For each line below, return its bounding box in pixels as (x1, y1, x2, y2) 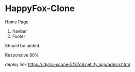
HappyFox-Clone (5, 3, 75, 14)
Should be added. (5, 43, 41, 48)
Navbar (12, 28, 27, 34)
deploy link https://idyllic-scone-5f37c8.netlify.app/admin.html (5, 61, 130, 67)
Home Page (5, 19, 29, 25)
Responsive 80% (5, 52, 39, 58)
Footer (12, 33, 26, 39)
